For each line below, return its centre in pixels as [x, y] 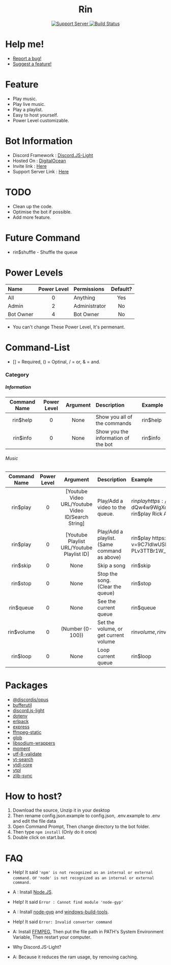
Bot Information [39, 141]
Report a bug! [27, 58]
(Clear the [109, 587]
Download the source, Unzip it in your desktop [61, 810]
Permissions [89, 289]
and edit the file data [34, 821]
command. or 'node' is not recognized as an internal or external [83, 878]
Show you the [112, 432]
